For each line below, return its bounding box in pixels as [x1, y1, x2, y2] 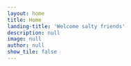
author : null [7, 42, 45, 49]
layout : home [7, 10, 45, 17]
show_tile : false [7, 49, 58, 56]
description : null [7, 29, 60, 36]
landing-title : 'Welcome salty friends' [7, 23, 126, 30]
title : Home [7, 16, 42, 23]
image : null [7, 36, 42, 43]
